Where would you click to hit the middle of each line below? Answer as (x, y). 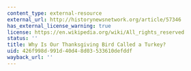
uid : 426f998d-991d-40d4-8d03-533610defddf (70, 51)
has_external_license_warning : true (59, 26)
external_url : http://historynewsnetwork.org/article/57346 (94, 20)
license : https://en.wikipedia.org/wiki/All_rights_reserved (96, 32)
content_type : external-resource (55, 13)
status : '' (23, 39)
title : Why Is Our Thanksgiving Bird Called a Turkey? (87, 45)
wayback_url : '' (30, 57)
